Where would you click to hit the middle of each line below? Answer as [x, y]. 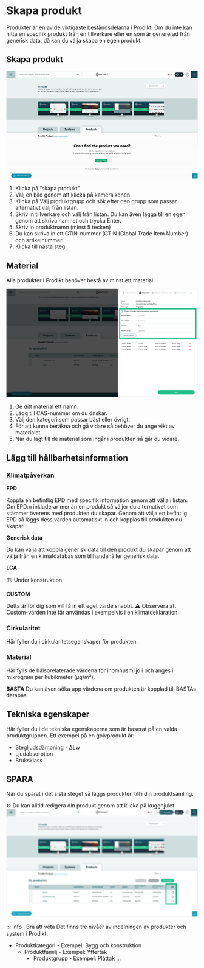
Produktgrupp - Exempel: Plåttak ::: [77, 958]
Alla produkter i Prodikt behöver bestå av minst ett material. [80, 280]
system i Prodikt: [27, 933]
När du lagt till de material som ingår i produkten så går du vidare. [97, 439]
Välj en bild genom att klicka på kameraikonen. [73, 195]
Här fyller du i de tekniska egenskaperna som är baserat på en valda [92, 729]
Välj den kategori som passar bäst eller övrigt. [73, 419]
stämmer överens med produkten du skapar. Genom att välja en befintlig [97, 513]
